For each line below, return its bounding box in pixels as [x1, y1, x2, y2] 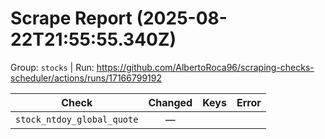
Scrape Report [10, 7, 133, 30]
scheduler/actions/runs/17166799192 [10, 72, 162, 84]
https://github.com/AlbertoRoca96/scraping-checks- [96, 61, 315, 73]
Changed [148, 95, 193, 109]
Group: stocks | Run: [10, 61, 95, 73]
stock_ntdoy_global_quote [15, 113, 139, 125]
